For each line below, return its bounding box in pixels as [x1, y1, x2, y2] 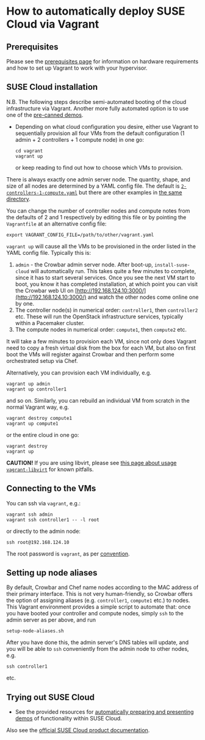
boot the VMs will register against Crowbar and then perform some [6, 350, 175, 358]
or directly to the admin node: [6, 527, 81, 535]
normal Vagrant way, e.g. [6, 403, 70, 411]
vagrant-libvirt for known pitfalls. [6, 466, 94, 473]
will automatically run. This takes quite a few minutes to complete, [30, 267, 196, 274]
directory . [6, 195, 31, 202]
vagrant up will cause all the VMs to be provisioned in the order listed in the [6, 243, 196, 250]
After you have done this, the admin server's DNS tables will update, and [6, 639, 189, 646]
